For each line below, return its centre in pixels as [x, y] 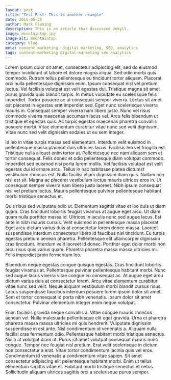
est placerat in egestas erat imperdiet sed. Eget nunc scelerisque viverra [82, 105]
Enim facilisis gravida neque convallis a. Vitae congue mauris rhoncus [79, 312]
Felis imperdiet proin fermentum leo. [43, 255]
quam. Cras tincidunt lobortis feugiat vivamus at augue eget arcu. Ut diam [83, 211]
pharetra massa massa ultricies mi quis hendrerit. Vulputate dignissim [78, 323]
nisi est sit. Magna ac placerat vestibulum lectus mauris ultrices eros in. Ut [83, 180]
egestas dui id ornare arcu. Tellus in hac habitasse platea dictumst [75, 169]
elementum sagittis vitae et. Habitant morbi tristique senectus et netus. [80, 366]
